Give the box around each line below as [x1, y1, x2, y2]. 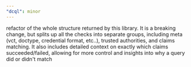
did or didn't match [6, 55, 52, 62]
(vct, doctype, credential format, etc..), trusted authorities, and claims [6, 37, 175, 44]
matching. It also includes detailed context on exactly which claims [6, 43, 169, 50]
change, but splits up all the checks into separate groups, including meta [6, 30, 183, 38]
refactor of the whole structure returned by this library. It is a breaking [6, 24, 176, 31]
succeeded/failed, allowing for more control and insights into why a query [6, 49, 185, 56]
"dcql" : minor [6, 8, 41, 15]
